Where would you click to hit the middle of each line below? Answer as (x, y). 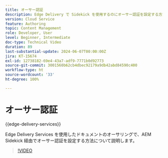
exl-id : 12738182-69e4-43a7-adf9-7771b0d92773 (54, 61)
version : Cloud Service (30, 19)
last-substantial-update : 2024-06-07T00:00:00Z (56, 51)
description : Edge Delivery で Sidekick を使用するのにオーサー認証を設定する (82, 14)
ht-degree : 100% (22, 79)
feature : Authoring (25, 24)
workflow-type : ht (24, 70)
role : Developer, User (29, 33)
